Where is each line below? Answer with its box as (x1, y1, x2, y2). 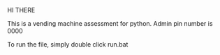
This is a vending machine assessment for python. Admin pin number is (7, 19, 213, 27)
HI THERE (7, 6, 36, 14)
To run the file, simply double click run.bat (7, 40, 129, 48)
